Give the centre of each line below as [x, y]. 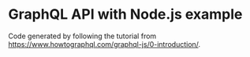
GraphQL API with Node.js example [125, 14]
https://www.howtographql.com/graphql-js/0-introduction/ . [104, 44]
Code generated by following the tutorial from [82, 36]
